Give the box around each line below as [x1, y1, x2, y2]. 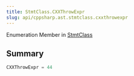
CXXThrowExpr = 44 [6, 65, 53, 71]
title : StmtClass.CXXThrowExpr [6, 8, 85, 15]
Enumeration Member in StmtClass [6, 31, 93, 38]
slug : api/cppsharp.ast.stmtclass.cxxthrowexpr [6, 14, 129, 21]
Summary [6, 48, 44, 59]
